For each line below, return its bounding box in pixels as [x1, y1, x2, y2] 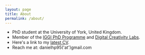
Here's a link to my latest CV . [12, 40, 70, 45]
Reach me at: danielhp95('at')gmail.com [12, 44, 92, 51]
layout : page [5, 7, 31, 12]
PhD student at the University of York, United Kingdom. [12, 29, 122, 35]
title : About [5, 12, 31, 16]
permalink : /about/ [5, 16, 44, 21]
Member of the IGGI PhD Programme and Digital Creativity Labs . [12, 34, 140, 40]
